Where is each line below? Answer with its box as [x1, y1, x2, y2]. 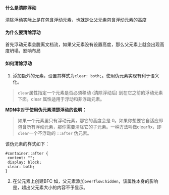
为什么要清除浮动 [5, 29, 41, 35]
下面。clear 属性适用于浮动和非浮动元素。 [17, 96, 105, 102]
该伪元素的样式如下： [5, 140, 49, 147]
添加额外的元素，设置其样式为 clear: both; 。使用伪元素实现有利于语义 [12, 72, 159, 78]
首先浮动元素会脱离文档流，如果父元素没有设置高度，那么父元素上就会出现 [5, 41, 160, 47]
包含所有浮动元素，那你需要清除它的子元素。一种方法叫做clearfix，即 [17, 124, 162, 130]
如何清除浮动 [5, 61, 32, 66]
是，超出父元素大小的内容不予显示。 [12, 184, 88, 190]
